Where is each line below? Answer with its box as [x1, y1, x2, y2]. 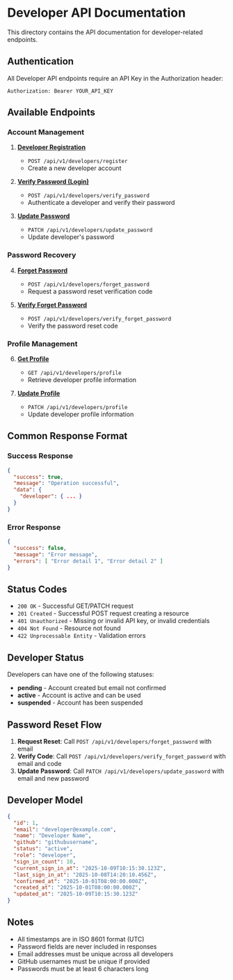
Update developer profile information [27, 410, 134, 419]
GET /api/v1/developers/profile [27, 369, 122, 377]
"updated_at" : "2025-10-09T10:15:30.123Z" [13, 891, 138, 898]
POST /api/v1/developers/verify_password [27, 192, 150, 199]
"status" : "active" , [13, 845, 73, 852]
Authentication [7, 56, 74, 68]
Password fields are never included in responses [17, 942, 157, 951]
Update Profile [17, 389, 61, 398]
